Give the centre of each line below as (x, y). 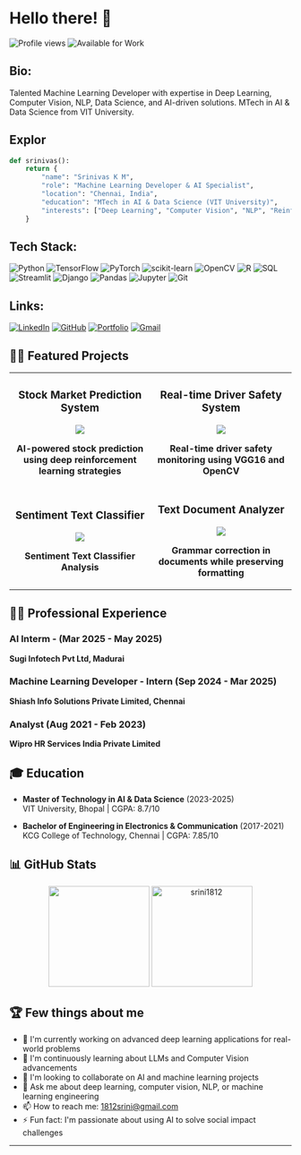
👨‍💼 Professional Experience (88, 614)
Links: (27, 306)
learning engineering (60, 1096)
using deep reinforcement (80, 459)
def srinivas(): (39, 160)
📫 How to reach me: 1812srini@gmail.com (100, 1106)
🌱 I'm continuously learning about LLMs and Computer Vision (135, 1058)
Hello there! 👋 (60, 18)
